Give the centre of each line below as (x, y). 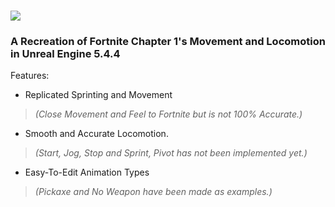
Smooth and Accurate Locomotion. (96, 134)
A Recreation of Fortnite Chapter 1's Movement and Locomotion (168, 42)
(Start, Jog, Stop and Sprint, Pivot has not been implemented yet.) (171, 153)
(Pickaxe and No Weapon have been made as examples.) (153, 192)
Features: (30, 76)
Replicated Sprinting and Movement (98, 95)
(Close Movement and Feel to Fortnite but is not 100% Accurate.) (168, 114)
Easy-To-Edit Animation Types (87, 172)
